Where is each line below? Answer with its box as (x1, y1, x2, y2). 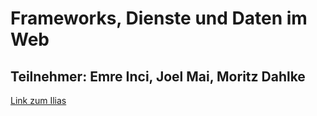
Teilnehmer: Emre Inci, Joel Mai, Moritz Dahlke (10, 68, 306, 85)
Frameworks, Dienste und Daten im (10, 7, 308, 30)
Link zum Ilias (10, 95, 67, 106)
